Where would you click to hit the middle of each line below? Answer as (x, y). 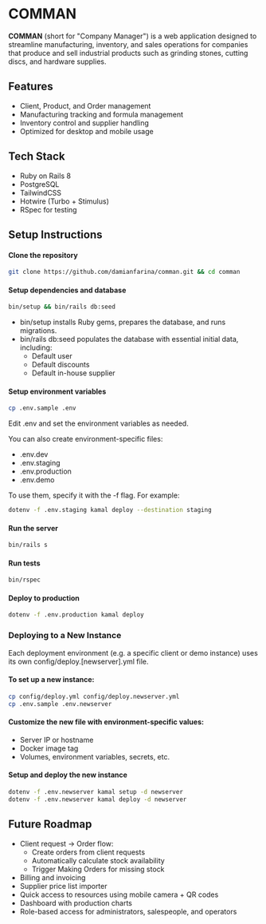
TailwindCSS (41, 192)
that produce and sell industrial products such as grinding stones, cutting (128, 53)
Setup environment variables (57, 391)
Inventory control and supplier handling (84, 123)
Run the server (33, 528)
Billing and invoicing (53, 877)
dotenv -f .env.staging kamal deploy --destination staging (110, 510)
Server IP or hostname (57, 740)
